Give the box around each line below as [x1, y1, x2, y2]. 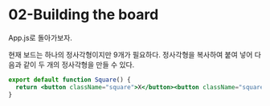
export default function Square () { [8, 76, 131, 84]
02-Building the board [8, 6, 159, 24]
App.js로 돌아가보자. [8, 33, 72, 42]
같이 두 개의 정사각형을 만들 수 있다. [22, 60, 135, 69]
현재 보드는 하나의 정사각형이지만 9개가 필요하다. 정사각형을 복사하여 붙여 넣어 [8, 49, 253, 59]
